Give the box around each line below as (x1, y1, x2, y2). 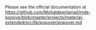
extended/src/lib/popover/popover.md (5, 19, 82, 25)
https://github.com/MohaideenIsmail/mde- (5, 9, 91, 15)
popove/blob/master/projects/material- (5, 15, 84, 20)
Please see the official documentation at (5, 4, 87, 10)
